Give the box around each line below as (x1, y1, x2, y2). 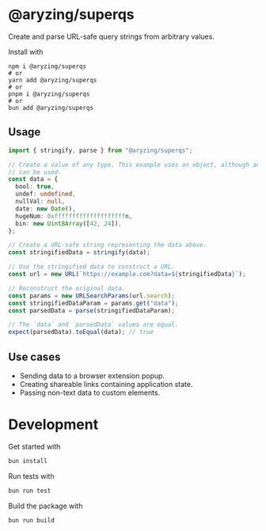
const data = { (8, 176, 59, 184)
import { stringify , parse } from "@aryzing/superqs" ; (8, 146, 193, 154)
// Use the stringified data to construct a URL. (8, 263, 176, 271)
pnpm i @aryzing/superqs (8, 89, 90, 98)
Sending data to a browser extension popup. (19, 370, 165, 381)
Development (8, 415, 99, 434)
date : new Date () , (15, 204, 77, 213)
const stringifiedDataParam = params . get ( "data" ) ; (8, 299, 179, 307)
